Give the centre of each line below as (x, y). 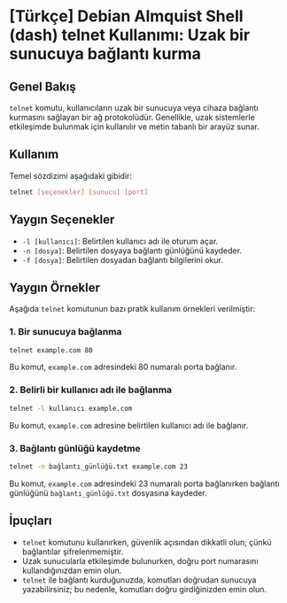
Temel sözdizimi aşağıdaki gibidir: (71, 175)
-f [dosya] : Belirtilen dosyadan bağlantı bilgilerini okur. (122, 259)
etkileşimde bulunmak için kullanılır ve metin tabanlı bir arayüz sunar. (134, 127)
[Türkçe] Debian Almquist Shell (126, 16)
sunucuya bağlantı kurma (105, 54)
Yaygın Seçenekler (62, 220)
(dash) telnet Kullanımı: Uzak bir (130, 35)
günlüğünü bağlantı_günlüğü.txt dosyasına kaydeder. (108, 492)
